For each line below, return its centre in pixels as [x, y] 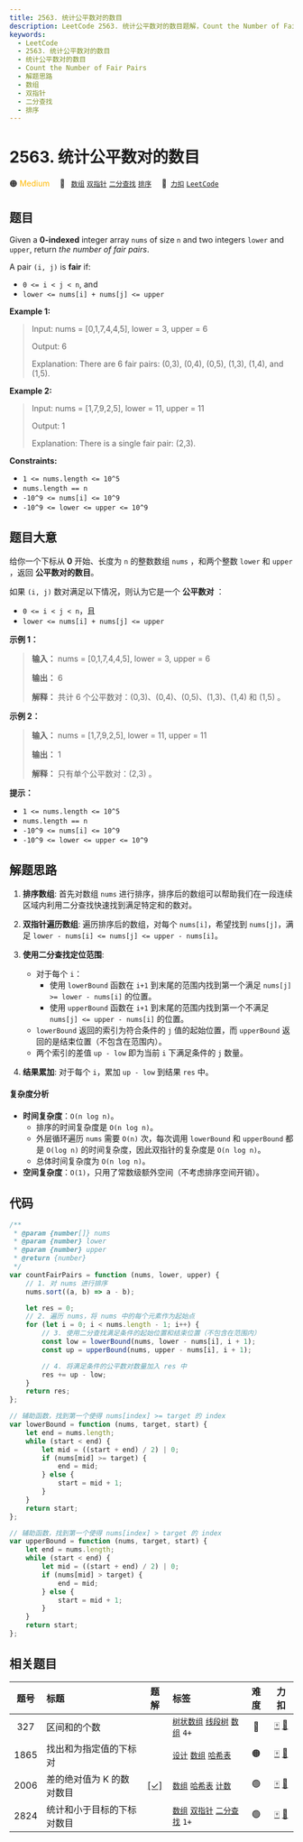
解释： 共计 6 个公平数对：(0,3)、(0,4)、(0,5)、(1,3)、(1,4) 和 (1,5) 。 [158, 696]
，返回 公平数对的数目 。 [54, 572]
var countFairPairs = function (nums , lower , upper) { [115, 1275]
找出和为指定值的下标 [92, 1748]
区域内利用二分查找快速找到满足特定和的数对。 [109, 905]
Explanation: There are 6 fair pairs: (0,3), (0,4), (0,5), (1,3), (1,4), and [157, 364]
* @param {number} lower [60, 1241]
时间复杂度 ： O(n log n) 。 [70, 1116]
